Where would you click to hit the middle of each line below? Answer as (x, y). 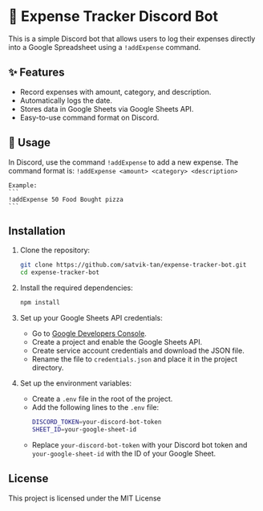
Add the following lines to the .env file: (95, 407)
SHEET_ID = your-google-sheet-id (84, 429)
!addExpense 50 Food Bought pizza (66, 199)
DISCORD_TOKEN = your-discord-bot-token (97, 422)
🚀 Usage (29, 143)
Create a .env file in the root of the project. (102, 399)
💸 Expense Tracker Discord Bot (113, 16)
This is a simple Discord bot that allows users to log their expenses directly (132, 39)
